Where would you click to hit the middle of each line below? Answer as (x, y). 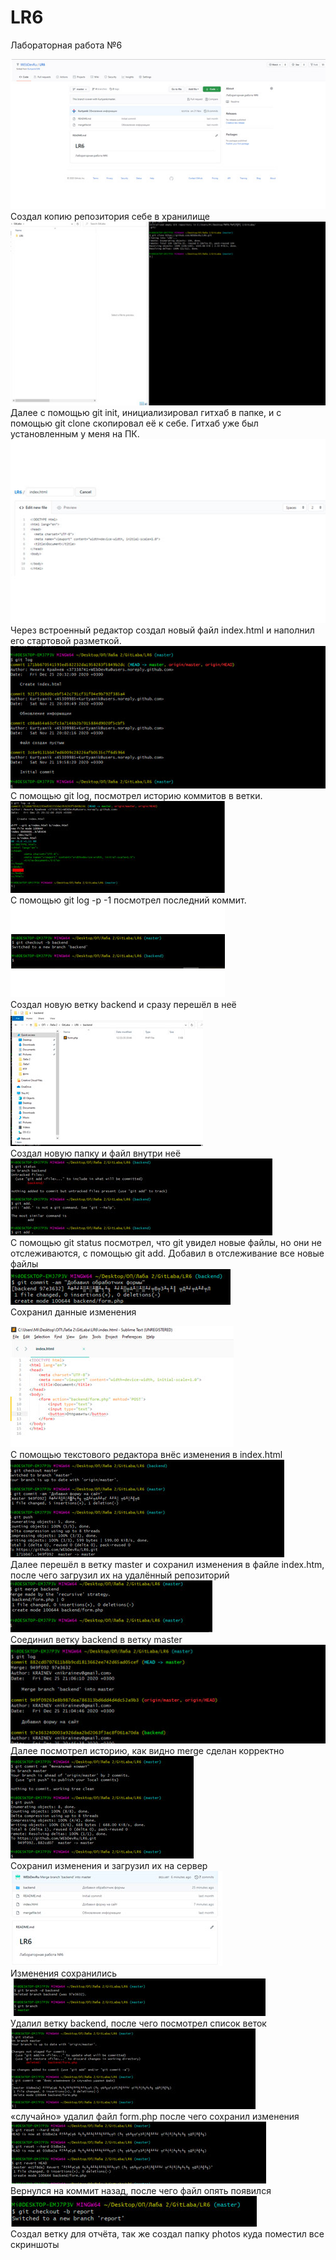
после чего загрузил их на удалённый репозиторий (120, 1575)
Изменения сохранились (63, 1973)
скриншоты (35, 2245)
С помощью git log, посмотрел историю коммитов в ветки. (136, 796)
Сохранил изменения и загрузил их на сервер (109, 1866)
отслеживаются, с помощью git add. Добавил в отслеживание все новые (167, 1253)
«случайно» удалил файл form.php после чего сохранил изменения (155, 2117)
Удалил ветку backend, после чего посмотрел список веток (138, 2023)
